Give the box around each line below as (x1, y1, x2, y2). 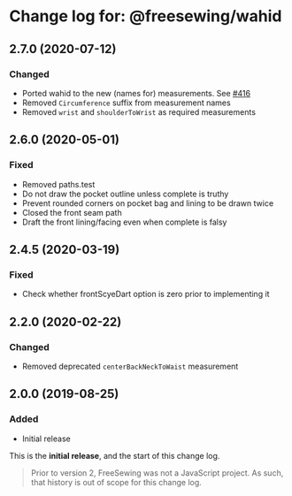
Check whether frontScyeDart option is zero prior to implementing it (21, 289, 270, 300)
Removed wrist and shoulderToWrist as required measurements (21, 106, 257, 117)
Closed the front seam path (21, 207, 122, 217)
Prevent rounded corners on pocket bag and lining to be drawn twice (21, 197, 274, 209)
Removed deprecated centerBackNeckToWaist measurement (21, 361, 239, 371)
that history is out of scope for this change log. (30, 477, 202, 487)
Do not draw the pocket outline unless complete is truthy (21, 188, 229, 199)
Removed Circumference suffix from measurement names (21, 97, 232, 108)
